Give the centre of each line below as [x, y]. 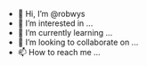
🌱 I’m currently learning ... [65, 33]
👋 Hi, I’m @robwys [51, 14]
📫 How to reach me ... [59, 52]
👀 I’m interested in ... [55, 23]
